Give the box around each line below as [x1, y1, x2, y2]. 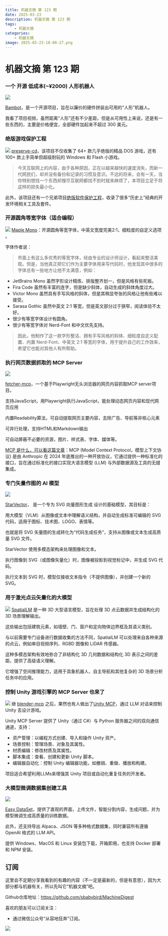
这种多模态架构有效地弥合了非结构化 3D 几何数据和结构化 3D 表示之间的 [5, 651, 154, 657]
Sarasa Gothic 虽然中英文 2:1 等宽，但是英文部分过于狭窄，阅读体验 [12, 303, 152, 309]
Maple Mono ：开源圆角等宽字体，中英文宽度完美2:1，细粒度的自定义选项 [11, 227, 162, 233]
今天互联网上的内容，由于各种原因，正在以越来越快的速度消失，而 [17, 165, 154, 171]
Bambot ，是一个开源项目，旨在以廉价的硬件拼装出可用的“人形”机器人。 [5, 104, 153, 111]
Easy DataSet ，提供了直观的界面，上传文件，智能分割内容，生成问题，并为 [5, 807, 160, 813]
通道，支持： [5, 724, 32, 730]
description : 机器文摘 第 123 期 [5, 17, 71, 22]
